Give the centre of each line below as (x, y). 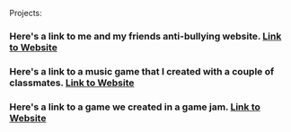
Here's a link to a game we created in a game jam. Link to (135, 107)
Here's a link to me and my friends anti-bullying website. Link (145, 36)
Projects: (26, 13)
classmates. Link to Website (72, 83)
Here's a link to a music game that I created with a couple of (142, 71)
